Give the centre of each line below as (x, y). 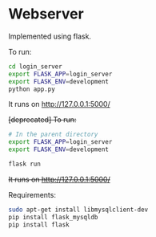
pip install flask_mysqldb (53, 217)
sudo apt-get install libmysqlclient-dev (78, 210)
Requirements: (32, 194)
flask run (25, 164)
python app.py (32, 89)
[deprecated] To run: (42, 120)
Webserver (46, 14)
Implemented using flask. (50, 36)
